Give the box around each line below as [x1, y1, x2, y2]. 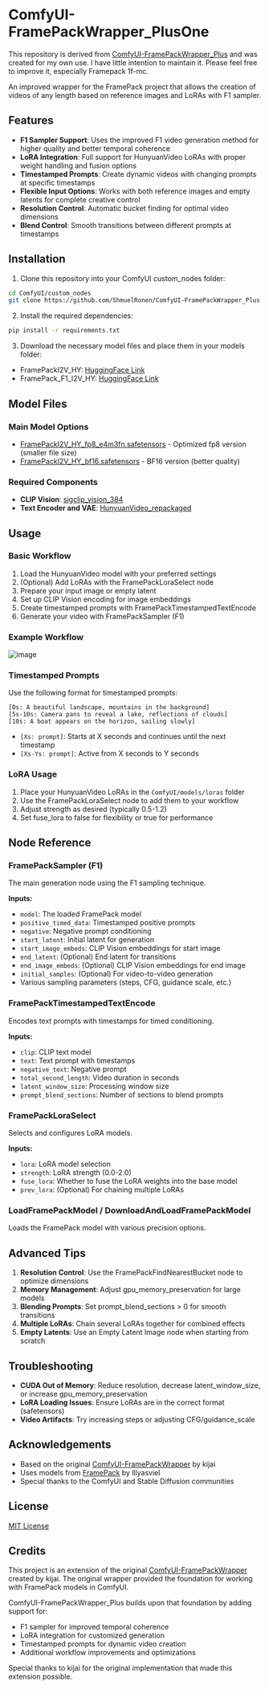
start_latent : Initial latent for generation [19, 935, 155, 944]
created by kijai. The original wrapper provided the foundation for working [8, 1574, 253, 1584]
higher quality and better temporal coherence [19, 143, 171, 153]
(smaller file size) [19, 447, 78, 457]
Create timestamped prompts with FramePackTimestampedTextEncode [19, 602, 257, 612]
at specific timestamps [19, 177, 96, 187]
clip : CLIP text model [19, 1046, 92, 1057]
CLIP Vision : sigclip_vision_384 [19, 495, 124, 504]
